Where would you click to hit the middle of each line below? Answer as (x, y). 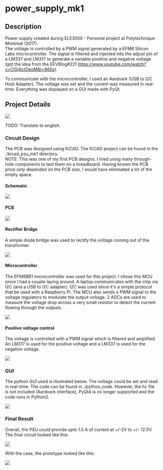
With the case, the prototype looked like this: (50, 453)
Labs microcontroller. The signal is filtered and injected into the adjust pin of (81, 54)
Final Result (19, 419)
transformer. (18, 245)
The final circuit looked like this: (37, 434)
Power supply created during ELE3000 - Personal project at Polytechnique (80, 38)
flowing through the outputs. (34, 307)
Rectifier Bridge (21, 229)
